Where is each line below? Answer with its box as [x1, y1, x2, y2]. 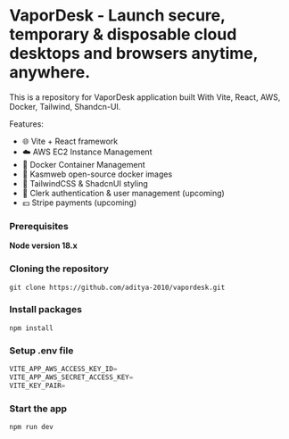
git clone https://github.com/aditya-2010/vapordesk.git [9, 283, 226, 292]
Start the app [9, 402, 68, 415]
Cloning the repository [9, 262, 109, 275]
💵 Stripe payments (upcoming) [21, 197, 137, 208]
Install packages [9, 303, 83, 316]
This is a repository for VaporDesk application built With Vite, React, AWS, [9, 91, 281, 103]
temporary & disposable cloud [9, 24, 237, 45]
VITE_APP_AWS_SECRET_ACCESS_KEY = [9, 373, 134, 382]
